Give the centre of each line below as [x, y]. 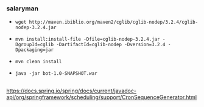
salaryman [22, 9]
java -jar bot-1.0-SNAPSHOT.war [56, 74]
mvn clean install [38, 62]
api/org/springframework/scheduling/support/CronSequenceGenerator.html [102, 97]
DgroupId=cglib [34, 45]
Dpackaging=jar [34, 50]
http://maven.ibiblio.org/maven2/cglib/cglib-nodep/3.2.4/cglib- [114, 22]
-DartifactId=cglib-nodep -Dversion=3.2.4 [111, 45]
